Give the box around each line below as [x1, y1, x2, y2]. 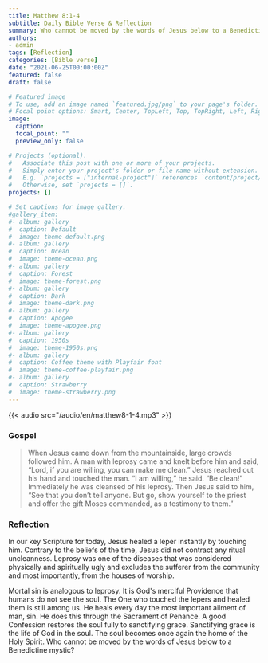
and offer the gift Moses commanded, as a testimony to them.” [27, 499, 234, 508]
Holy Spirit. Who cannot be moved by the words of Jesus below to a [8, 637, 233, 646]
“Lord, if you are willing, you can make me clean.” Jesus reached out [27, 465, 254, 474]
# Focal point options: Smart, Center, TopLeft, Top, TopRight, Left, [8, 108, 248, 116]
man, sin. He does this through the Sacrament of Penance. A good [8, 611, 227, 622]
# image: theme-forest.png [8, 277, 102, 285]
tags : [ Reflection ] [8, 49, 73, 57]
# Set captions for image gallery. [8, 203, 127, 211]
